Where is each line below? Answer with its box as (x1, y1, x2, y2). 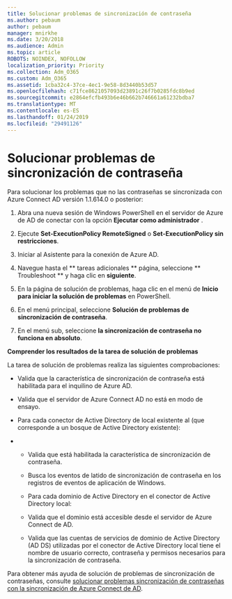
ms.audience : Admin (7, 42, 64, 49)
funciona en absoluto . (17, 334, 82, 342)
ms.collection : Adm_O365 (7, 68, 79, 75)
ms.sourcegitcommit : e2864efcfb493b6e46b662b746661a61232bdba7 (7, 95, 195, 102)
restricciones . (17, 237, 59, 246)
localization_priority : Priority (7, 62, 105, 69)
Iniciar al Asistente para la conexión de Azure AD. (17, 250, 159, 259)
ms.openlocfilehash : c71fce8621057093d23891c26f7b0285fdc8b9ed (7, 88, 195, 95)
